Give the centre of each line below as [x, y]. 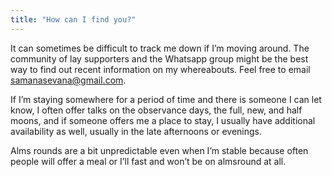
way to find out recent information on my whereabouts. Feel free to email [160, 69]
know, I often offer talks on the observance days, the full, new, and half [156, 110]
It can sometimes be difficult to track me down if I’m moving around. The [160, 48]
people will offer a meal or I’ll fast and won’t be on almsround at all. [148, 161]
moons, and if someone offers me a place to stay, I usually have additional [163, 120]
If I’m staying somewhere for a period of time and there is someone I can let [166, 99]
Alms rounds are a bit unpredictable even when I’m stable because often [159, 150]
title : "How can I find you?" [73, 19]
